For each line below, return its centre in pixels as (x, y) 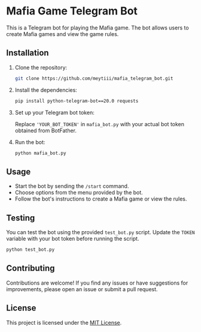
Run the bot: (30, 142)
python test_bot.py (31, 250)
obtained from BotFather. (45, 130)
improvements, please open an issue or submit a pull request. (82, 289)
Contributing (31, 268)
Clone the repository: (41, 67)
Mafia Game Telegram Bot (72, 11)
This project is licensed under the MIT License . (64, 322)
